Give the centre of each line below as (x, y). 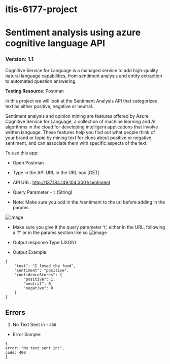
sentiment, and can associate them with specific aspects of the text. (77, 143)
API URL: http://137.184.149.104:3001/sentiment (61, 182)
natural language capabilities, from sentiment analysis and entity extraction (84, 76)
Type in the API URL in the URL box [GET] (56, 172)
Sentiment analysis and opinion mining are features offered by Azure (77, 116)
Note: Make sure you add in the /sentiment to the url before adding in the (89, 202)
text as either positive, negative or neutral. (49, 106)
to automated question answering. (41, 81)
